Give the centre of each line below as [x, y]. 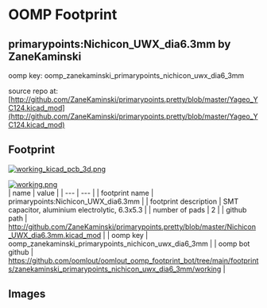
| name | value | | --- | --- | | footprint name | [81, 193]
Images [27, 294]
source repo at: [33, 91]
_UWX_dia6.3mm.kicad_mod [55, 235]
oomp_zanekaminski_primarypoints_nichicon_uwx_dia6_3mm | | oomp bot [129, 244]
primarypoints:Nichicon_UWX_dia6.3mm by [120, 44]
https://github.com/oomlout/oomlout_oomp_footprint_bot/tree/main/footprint [133, 260]
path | [18, 218]
